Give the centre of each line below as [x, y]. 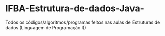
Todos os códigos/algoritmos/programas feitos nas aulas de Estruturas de [83, 22]
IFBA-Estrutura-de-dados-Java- [75, 9]
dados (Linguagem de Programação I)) [46, 27]
